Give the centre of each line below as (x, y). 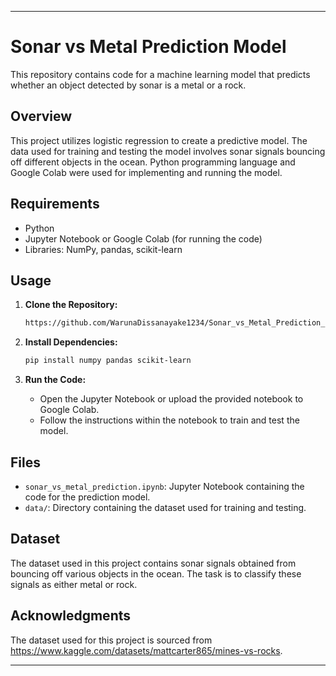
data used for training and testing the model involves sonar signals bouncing (168, 151)
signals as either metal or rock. (74, 584)
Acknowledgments (71, 616)
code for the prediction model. (87, 497)
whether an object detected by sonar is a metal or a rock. (128, 85)
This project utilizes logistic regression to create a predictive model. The (159, 140)
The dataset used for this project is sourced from (111, 640)
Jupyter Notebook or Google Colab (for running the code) (143, 238)
